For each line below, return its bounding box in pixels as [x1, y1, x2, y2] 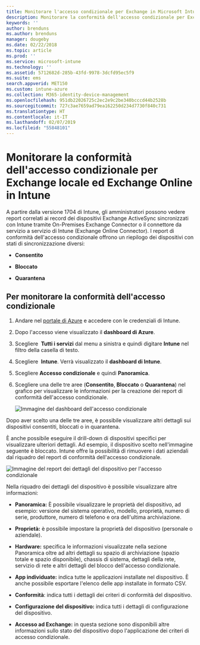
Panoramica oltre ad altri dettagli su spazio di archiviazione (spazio [14, 549, 180, 556]
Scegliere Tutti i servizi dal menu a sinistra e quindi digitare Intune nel [14, 340, 189, 347]
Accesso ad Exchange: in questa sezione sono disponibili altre [14, 621, 170, 628]
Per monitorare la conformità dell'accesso [6, 292, 165, 302]
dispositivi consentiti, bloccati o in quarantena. [6, 423, 120, 430]
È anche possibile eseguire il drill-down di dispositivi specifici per [6, 434, 167, 441]
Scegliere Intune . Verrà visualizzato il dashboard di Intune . [14, 358, 162, 365]
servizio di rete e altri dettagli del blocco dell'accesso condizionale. [14, 562, 180, 569]
